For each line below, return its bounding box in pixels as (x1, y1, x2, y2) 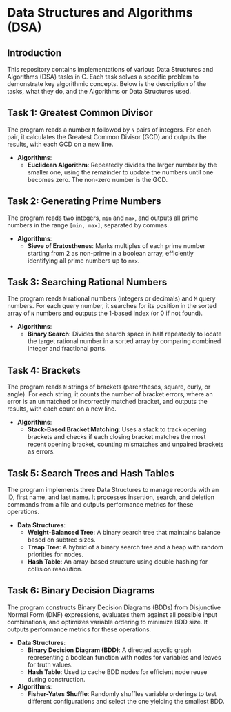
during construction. (27, 675, 86, 683)
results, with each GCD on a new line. (7, 140, 114, 148)
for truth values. (27, 660, 73, 669)
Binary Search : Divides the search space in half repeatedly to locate (27, 329, 222, 338)
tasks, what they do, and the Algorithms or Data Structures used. (7, 88, 192, 95)
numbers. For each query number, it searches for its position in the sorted (7, 302, 217, 310)
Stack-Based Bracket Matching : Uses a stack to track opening (27, 425, 207, 434)
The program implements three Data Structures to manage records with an (7, 486, 219, 494)
